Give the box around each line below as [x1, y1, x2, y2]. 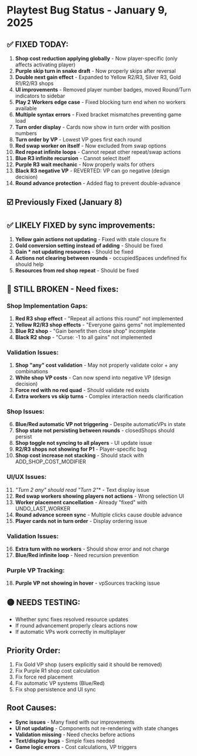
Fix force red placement [15, 673, 73, 680]
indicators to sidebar [15, 92, 65, 99]
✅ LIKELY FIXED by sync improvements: [6, 220, 156, 230]
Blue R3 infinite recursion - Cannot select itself [15, 155, 131, 161]
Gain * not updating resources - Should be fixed [15, 248, 134, 255]
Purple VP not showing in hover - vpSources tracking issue [15, 579, 160, 587]
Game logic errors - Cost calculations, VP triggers [15, 743, 137, 750]
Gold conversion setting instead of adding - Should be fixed [15, 242, 163, 249]
